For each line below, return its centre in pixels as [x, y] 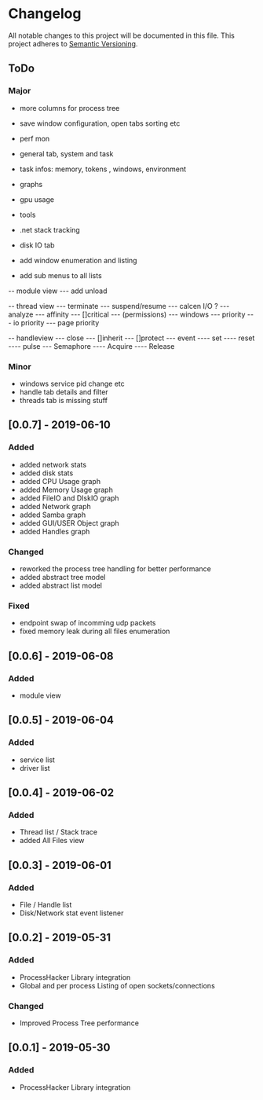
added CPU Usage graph [60, 481]
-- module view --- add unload [58, 291]
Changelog [45, 14]
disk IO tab [37, 245]
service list [37, 760]
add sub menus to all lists [60, 275]
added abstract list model [60, 585]
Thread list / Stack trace [58, 832]
